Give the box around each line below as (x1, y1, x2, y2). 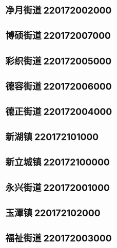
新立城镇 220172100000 (5, 156, 110, 168)
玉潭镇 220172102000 (5, 207, 101, 219)
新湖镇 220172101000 (5, 131, 99, 143)
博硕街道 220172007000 (5, 30, 111, 41)
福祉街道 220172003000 (5, 232, 112, 244)
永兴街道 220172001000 (5, 182, 110, 193)
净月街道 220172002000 (5, 5, 112, 16)
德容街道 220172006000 (5, 80, 112, 92)
